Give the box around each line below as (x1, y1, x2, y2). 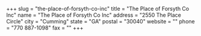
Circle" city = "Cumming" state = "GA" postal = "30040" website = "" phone (6, 18, 195, 25)
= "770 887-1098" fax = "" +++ (6, 24, 84, 31)
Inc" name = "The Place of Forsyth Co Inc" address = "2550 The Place (6, 11, 182, 19)
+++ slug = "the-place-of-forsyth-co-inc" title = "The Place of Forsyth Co (6, 5, 190, 12)
